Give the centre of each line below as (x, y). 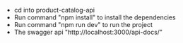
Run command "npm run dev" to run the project (83, 25)
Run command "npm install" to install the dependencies (95, 17)
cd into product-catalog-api (54, 10)
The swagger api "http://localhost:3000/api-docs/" (88, 32)
